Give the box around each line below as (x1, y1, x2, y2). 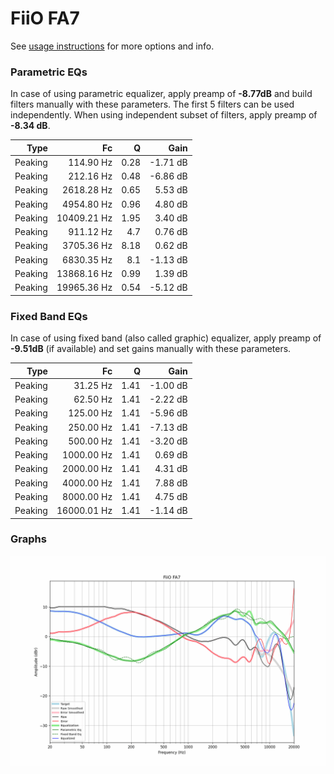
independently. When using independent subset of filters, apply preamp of (10, 109, 318, 121)
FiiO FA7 (10, 7, 80, 30)
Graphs (10, 532, 47, 546)
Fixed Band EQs (10, 309, 88, 323)
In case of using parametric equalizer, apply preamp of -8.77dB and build (10, 88, 313, 100)
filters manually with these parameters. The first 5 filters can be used (10, 98, 295, 111)
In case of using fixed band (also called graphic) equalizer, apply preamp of (10, 332, 322, 344)
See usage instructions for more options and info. (10, 40, 215, 52)
